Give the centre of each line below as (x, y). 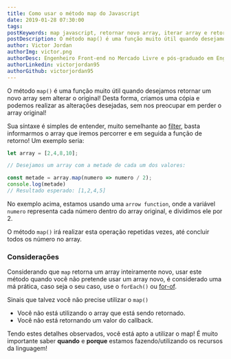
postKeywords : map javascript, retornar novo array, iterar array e (107, 33)
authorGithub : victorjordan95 (51, 71)
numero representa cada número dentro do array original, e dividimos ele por (115, 211)
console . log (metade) (37, 184)
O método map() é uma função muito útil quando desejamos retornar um (109, 91)
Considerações (33, 257)
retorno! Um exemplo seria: (46, 140)
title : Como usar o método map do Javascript (73, 13)
